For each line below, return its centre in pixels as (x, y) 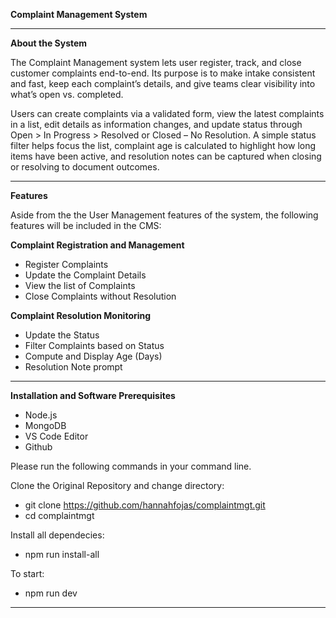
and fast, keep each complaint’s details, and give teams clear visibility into (163, 83)
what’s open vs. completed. (67, 94)
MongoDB (45, 425)
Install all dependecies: (57, 535)
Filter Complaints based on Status (94, 345)
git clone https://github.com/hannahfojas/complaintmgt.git (145, 505)
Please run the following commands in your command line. (131, 466)
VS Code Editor (56, 436)
